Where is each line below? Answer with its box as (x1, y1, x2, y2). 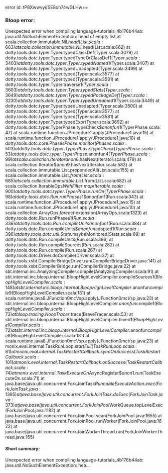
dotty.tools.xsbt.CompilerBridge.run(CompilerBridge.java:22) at (5, 263, 136, 269)
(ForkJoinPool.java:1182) (5, 407, 56, 414)
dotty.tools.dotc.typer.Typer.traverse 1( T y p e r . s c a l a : (5, 81, 111, 87)
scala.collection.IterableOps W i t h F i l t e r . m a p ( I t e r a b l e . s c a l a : (5, 183, 126, 189)
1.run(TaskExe (132, 370, 161, 376)
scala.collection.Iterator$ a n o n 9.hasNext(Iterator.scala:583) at (5, 162, 133, 168)
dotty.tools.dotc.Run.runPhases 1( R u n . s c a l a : (5, 215, 97, 221)
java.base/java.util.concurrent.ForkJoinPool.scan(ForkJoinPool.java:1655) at (5, 413, 162, 419)
